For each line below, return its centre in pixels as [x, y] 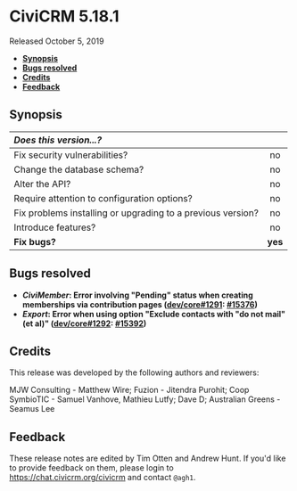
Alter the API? [42, 184]
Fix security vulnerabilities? [71, 155]
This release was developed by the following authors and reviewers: [134, 372]
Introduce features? [55, 227]
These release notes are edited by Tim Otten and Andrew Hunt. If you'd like [148, 458]
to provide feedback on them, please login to [91, 468]
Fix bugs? [35, 241]
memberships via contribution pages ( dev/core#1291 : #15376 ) [140, 304]
